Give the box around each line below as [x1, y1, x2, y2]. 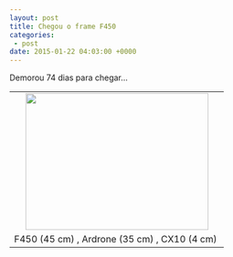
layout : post [9, 13, 59, 23]
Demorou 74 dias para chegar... [9, 72, 128, 83]
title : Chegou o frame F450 [9, 22, 117, 31]
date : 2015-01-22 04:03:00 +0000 [9, 47, 137, 57]
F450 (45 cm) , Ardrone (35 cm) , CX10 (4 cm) [14, 233, 217, 246]
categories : [9, 30, 55, 39]
